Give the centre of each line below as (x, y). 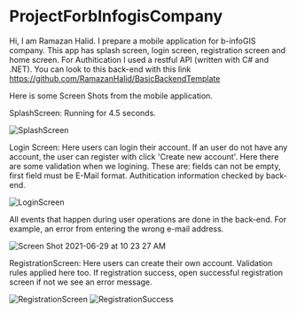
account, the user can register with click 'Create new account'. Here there (144, 156)
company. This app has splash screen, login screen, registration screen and (148, 50)
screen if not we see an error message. (81, 282)
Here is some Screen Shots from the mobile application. (111, 96)
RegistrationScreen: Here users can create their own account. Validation (141, 262)
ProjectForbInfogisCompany (116, 16)
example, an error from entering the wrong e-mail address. (117, 229)
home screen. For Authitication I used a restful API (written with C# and (139, 59)
